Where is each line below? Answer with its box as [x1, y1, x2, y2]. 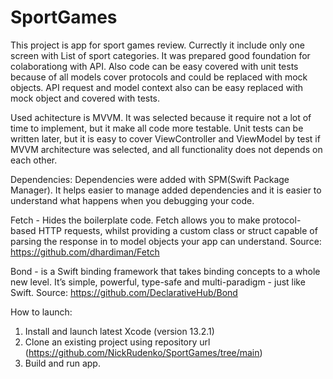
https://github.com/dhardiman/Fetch [10, 246, 160, 258]
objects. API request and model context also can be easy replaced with [10, 81, 304, 93]
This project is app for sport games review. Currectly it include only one [10, 39, 305, 51]
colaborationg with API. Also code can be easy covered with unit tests [10, 60, 299, 72]
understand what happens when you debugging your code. [10, 194, 255, 206]
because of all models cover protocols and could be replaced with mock [10, 71, 308, 83]
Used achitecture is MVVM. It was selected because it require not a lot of [10, 111, 312, 123]
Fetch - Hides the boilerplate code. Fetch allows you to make [10, 214, 261, 226]
